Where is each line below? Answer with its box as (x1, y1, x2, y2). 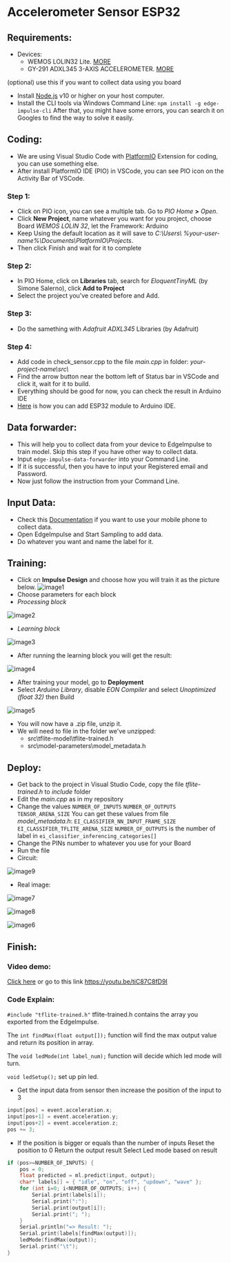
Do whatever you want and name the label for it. (17, 537, 154, 545)
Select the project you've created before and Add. (17, 291, 160, 300)
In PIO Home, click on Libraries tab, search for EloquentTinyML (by (17, 277, 208, 285)
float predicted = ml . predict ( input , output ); (19, 1172, 156, 1179)
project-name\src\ (17, 365, 69, 373)
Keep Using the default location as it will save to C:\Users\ (17, 229, 182, 237)
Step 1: (7, 191, 30, 201)
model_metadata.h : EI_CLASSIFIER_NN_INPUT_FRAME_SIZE (17, 817, 177, 826)
